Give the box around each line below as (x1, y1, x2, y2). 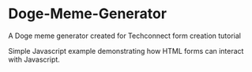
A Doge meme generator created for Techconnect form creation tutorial (8, 31, 241, 40)
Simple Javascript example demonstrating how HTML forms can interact (8, 46, 244, 55)
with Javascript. (8, 55, 61, 64)
